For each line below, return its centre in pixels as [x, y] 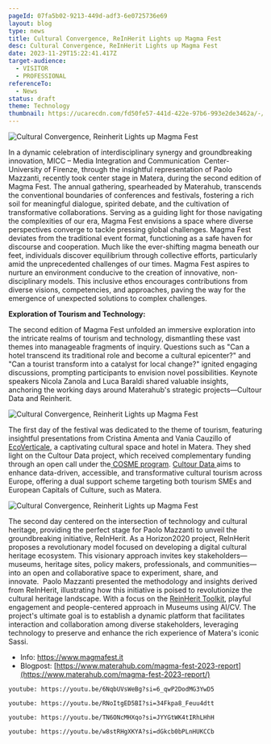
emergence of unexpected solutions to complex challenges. [108, 298]
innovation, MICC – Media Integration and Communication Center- [119, 161]
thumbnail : [27, 114]
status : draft [32, 99]
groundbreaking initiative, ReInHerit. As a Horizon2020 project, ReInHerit [129, 538]
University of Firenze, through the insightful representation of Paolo [120, 169]
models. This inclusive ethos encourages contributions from [148, 281]
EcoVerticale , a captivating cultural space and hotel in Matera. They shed [130, 447]
